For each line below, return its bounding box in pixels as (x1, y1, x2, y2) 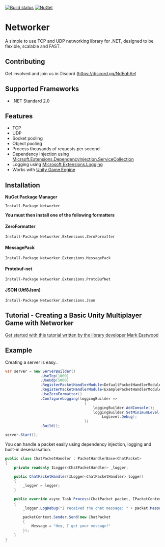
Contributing (5, 57, 45, 66)
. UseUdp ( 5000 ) (40, 378, 69, 383)
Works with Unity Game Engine (12, 167, 75, 173)
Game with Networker (5, 319, 74, 328)
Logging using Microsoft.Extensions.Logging (12, 162, 103, 167)
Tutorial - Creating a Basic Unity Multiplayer (5, 311, 142, 320)
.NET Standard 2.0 (12, 98, 50, 104)
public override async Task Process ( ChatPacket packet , (14, 496, 131, 501)
